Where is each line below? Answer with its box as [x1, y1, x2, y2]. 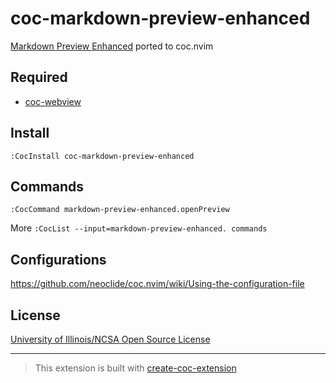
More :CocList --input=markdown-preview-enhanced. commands [10, 222, 268, 234]
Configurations [10, 251, 107, 268]
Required [10, 69, 68, 86]
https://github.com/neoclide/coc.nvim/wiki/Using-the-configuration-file [10, 278, 305, 290]
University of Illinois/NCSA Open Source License [10, 333, 211, 345]
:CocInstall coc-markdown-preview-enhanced [10, 151, 195, 161]
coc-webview [24, 95, 82, 107]
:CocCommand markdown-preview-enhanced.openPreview [10, 205, 230, 215]
